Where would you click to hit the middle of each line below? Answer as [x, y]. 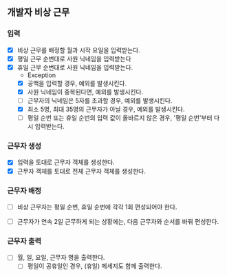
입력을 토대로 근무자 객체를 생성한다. [66, 162]
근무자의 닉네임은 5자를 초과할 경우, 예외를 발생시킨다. [100, 101]
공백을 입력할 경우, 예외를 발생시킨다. [77, 83]
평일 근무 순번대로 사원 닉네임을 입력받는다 [74, 59]
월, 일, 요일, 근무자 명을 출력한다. [61, 258]
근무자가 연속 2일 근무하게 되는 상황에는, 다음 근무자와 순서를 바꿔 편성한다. [118, 221]
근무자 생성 [24, 146]
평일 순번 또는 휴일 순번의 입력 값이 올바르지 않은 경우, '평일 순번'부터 [120, 118]
